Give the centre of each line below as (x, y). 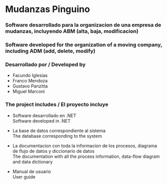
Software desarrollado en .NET (44, 115)
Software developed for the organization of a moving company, (84, 45)
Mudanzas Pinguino (48, 9)
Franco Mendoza (30, 81)
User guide (24, 176)
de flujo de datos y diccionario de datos (53, 151)
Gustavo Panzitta (30, 86)
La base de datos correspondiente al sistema (59, 130)
